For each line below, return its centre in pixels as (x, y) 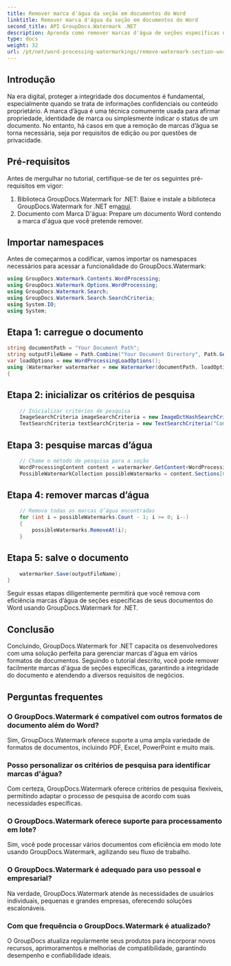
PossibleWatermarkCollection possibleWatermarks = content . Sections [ (121, 474)
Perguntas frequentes (55, 697)
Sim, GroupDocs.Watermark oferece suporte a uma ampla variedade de (109, 740)
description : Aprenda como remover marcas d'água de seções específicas (113, 33)
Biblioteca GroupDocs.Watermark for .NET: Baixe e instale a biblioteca (116, 199)
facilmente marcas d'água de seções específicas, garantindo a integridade (113, 668)
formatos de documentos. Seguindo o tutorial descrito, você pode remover (113, 661)
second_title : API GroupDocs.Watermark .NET (72, 26)
